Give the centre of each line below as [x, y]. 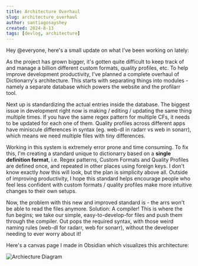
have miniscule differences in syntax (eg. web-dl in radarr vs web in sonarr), [99, 130]
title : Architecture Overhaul [43, 12]
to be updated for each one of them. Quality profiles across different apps [96, 123]
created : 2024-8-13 [30, 28]
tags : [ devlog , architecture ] [43, 34]
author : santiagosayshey [37, 22]
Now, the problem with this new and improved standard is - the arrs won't [95, 203]
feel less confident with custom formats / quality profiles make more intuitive [99, 185]
